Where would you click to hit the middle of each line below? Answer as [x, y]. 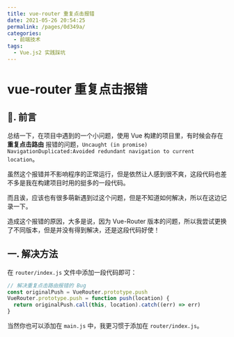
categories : [24, 33]
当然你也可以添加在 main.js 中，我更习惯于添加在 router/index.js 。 [105, 326]
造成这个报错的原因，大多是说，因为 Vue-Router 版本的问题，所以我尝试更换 [117, 221]
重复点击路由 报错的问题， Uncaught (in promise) [78, 144]
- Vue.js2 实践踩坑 [40, 53]
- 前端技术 [27, 40]
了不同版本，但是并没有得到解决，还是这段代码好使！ [84, 230]
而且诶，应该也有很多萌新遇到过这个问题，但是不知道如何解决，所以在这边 [114, 197]
